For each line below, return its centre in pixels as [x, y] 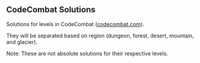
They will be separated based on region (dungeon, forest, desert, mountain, [100, 36]
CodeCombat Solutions [51, 10]
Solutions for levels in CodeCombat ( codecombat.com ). [75, 24]
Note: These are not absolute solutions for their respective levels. [87, 53]
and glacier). [22, 42]
